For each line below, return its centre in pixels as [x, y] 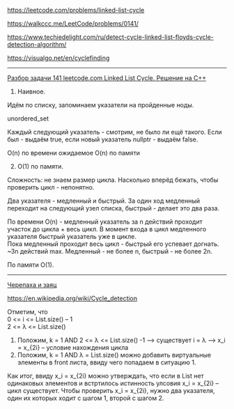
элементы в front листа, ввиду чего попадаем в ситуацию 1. [107, 362]
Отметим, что [28, 312]
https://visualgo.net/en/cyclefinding [58, 58]
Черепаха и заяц [32, 285]
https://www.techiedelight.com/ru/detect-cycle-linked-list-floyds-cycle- [111, 37]
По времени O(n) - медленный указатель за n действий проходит [105, 222]
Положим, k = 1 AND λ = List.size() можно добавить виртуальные [114, 355]
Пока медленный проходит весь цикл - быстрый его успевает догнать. [113, 244]
